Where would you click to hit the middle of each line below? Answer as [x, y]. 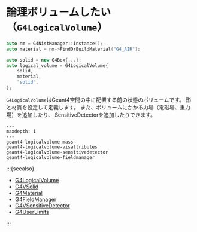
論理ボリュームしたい [59, 12]
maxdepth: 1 [21, 131]
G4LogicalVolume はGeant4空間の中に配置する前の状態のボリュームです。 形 [99, 100]
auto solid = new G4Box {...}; [44, 60]
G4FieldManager [36, 199]
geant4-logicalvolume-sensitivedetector [57, 152]
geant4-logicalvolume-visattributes [52, 147]
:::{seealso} [20, 169]
